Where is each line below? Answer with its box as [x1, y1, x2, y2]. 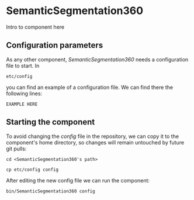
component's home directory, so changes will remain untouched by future [6, 139, 185, 146]
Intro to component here [6, 23, 65, 30]
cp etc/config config [6, 167, 59, 173]
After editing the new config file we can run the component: [6, 177, 150, 184]
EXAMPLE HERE [6, 101, 38, 107]
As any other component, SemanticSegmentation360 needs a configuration [6, 56, 189, 63]
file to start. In [6, 62, 40, 69]
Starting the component [6, 117, 95, 127]
